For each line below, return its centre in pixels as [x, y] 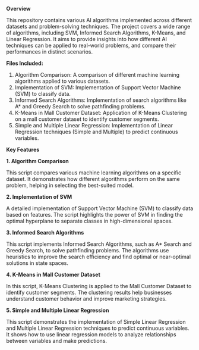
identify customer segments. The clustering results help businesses [89, 292]
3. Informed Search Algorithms [45, 232]
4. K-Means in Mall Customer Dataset [53, 274]
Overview [18, 9]
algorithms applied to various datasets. [62, 81]
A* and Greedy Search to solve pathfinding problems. [80, 106]
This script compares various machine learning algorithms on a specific [94, 173]
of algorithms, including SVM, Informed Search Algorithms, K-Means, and [96, 33]
